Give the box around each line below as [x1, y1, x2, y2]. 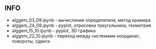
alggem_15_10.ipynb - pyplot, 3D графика [11, 27, 96, 34]
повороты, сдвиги [11, 38, 51, 44]
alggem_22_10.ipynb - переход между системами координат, [11, 33, 140, 39]
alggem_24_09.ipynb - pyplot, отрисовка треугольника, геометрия [11, 22, 152, 28]
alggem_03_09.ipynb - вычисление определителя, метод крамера [11, 17, 151, 23]
